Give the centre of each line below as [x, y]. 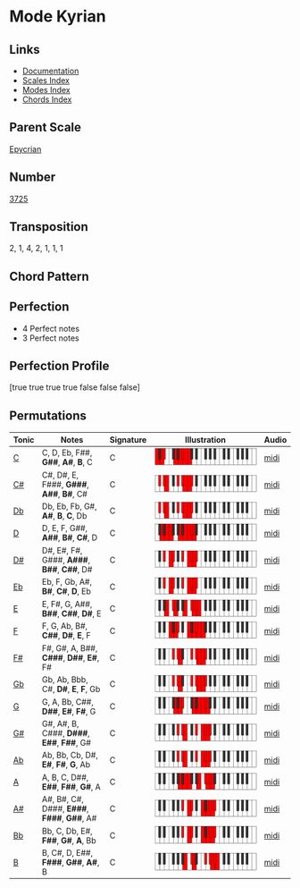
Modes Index [46, 90]
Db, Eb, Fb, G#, [69, 506]
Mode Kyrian [58, 17]
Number [33, 178]
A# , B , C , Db [64, 515]
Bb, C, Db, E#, [67, 831]
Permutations [48, 415]
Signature [128, 439]
